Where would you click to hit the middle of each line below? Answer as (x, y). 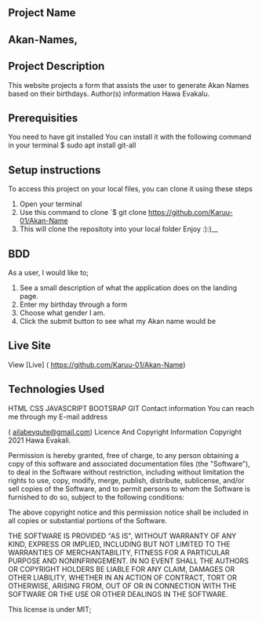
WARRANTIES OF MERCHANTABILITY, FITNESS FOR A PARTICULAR (119, 552)
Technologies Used (56, 389)
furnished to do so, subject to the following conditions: (96, 497)
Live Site (29, 346)
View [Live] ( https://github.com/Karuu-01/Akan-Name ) (97, 365)
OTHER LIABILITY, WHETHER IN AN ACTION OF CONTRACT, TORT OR (122, 577)
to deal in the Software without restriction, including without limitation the (126, 472)
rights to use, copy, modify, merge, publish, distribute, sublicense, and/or (126, 480)
